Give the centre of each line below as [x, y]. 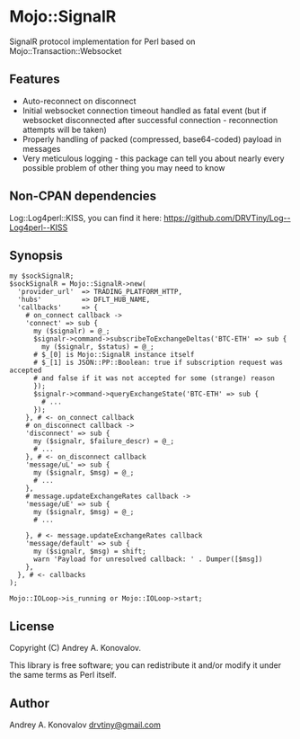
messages [41, 148]
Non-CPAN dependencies [83, 196]
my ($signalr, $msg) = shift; [89, 552]
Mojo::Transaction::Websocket [66, 50]
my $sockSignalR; [42, 276]
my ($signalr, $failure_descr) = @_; [104, 441]
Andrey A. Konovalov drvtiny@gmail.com [85, 725]
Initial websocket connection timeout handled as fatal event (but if [144, 111]
